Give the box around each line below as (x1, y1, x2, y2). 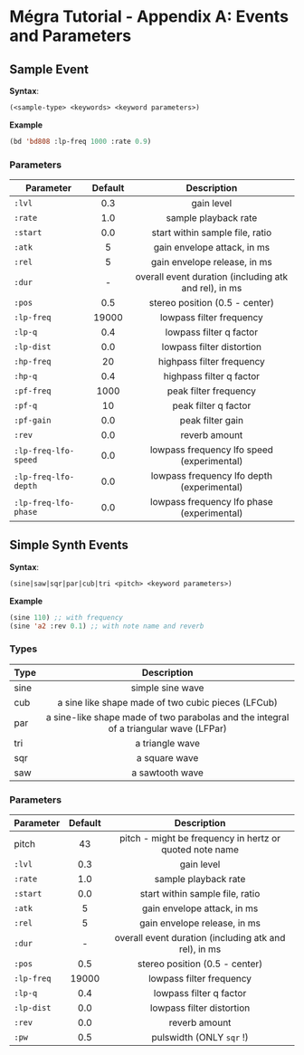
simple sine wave (130, 681, 204, 694)
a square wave (136, 751, 199, 764)
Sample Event (9, 62, 89, 77)
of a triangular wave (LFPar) (108, 722, 228, 735)
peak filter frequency (166, 385, 256, 397)
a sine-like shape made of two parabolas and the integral (45, 710, 290, 723)
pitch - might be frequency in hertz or (119, 832, 281, 845)
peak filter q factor (172, 400, 252, 413)
